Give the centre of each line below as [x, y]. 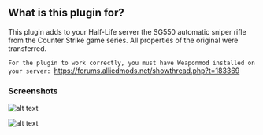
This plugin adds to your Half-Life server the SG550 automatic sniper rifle [127, 31]
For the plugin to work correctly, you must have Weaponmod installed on [132, 63]
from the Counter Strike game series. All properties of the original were [123, 40]
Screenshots [33, 91]
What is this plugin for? [66, 13]
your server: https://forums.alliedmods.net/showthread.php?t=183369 [124, 71]
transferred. [28, 48]
